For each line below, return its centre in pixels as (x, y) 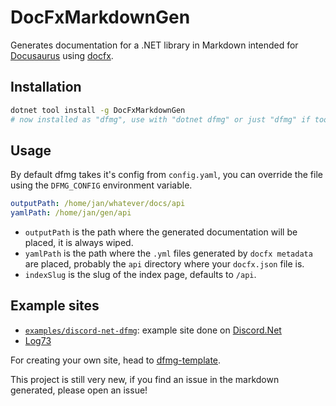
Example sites (55, 306)
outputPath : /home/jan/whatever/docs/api (98, 204)
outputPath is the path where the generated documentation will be (161, 232)
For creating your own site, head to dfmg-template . (116, 360)
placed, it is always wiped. (79, 243)
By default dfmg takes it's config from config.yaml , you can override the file (166, 175)
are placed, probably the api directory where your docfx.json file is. (164, 264)
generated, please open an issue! (79, 390)
